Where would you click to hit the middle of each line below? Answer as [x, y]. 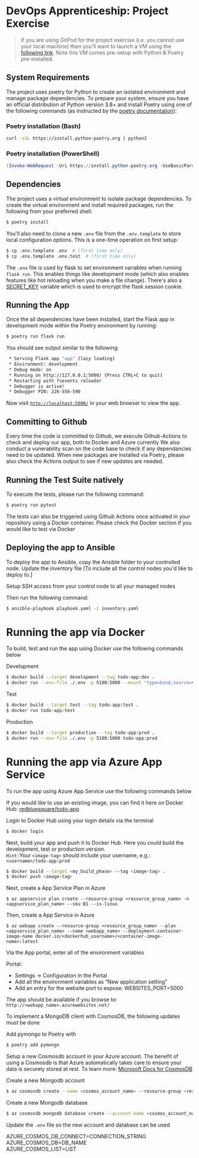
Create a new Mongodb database [47, 1103]
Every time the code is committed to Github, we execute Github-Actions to [97, 436]
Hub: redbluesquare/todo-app [43, 809]
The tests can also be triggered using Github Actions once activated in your [98, 516]
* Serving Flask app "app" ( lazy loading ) [62, 359]
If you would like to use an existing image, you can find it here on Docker [95, 803]
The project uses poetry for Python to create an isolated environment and [96, 92]
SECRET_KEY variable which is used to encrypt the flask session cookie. [94, 287]
